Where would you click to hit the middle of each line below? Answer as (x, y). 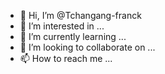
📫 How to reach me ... (66, 58)
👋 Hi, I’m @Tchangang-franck (80, 15)
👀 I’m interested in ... (62, 26)
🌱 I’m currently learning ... (73, 36)
